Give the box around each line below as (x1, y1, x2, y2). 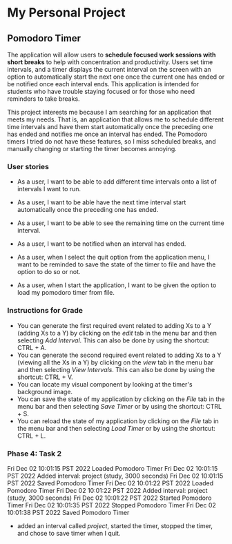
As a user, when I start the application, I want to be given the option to (17, 281, 217, 289)
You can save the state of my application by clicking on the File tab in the (17, 395, 225, 403)
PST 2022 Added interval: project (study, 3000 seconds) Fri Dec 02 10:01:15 (7, 472, 224, 480)
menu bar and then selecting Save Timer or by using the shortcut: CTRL (17, 402, 222, 410)
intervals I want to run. (17, 185, 81, 193)
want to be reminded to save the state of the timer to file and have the (17, 260, 216, 269)
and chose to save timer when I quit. (17, 529, 121, 537)
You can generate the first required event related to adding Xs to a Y (17, 321, 212, 329)
